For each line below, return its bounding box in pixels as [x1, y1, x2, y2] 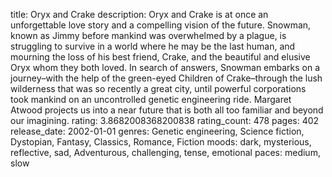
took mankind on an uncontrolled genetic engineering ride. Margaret [10, 94, 292, 105]
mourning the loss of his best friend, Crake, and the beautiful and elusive [10, 51, 311, 63]
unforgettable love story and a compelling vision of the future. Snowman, [10, 19, 312, 31]
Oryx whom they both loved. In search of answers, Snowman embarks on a [10, 62, 321, 73]
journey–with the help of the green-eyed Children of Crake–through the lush [10, 72, 323, 84]
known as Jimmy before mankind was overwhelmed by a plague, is [10, 30, 287, 41]
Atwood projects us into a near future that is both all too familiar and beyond [10, 104, 324, 116]
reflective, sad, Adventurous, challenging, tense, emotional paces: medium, [10, 147, 321, 158]
